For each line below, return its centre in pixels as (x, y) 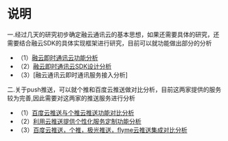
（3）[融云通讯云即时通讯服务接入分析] (72, 75)
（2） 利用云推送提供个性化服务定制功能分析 (79, 121)
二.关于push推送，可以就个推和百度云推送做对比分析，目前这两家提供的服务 (114, 89)
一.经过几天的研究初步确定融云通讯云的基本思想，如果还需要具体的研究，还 (113, 34)
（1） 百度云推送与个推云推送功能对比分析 (76, 112)
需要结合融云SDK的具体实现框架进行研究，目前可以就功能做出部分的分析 (110, 43)
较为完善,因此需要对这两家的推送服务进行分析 (71, 98)
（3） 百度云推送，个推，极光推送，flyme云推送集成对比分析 (102, 130)
